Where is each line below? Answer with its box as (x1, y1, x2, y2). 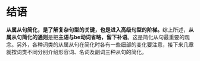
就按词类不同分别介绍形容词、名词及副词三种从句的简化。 (6, 48, 147, 55)
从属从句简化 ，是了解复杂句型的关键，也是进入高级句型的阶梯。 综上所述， (6, 26, 189, 33)
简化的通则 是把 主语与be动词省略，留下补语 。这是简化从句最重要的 (21, 33, 185, 40)
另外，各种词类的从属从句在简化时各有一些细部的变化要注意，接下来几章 (16, 41, 194, 48)
